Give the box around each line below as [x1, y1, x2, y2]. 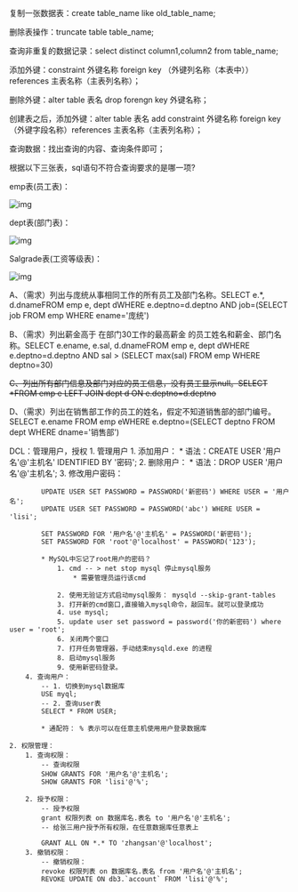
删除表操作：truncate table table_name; [9, 27, 154, 37]
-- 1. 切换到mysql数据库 [41, 682, 125, 691]
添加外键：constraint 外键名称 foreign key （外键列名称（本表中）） [9, 65, 254, 75]
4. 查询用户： [25, 672, 71, 681]
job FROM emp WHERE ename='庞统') [9, 310, 149, 320]
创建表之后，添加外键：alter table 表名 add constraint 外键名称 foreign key [9, 114, 282, 124]
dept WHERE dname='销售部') [9, 427, 120, 438]
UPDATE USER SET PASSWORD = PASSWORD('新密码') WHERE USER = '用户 [41, 487, 290, 496]
